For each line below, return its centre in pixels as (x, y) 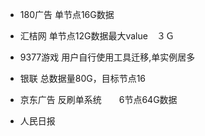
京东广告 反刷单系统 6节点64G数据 (98, 99)
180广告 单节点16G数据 (67, 14)
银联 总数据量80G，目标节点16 (83, 78)
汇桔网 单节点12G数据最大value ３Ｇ (97, 36)
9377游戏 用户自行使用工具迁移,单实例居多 (107, 57)
